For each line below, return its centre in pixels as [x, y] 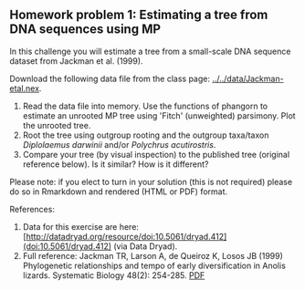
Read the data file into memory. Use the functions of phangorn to [145, 106]
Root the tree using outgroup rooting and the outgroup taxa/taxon [146, 135]
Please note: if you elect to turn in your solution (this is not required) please [151, 181]
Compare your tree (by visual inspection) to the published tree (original [156, 154]
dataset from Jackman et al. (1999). [76, 61]
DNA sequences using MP [85, 30]
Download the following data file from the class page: [110, 78]
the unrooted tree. [57, 125]
